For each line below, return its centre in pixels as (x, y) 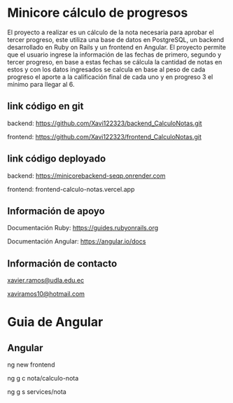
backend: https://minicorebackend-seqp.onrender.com (86, 176)
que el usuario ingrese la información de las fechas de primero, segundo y (114, 55)
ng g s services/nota (37, 392)
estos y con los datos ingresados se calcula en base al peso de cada (106, 69)
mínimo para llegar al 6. (41, 84)
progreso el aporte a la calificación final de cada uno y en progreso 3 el (110, 77)
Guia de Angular (55, 322)
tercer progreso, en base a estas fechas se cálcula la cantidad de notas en (115, 62)
